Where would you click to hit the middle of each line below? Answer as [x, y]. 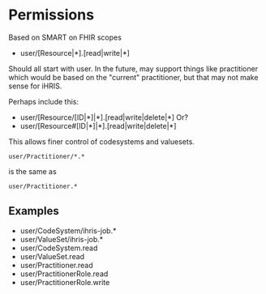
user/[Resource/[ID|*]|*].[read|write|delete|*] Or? [104, 117]
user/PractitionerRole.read [64, 274]
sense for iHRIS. [35, 86]
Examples [34, 211]
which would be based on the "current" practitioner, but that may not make [133, 77]
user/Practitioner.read [56, 265]
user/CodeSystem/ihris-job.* [68, 230]
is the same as [32, 171]
